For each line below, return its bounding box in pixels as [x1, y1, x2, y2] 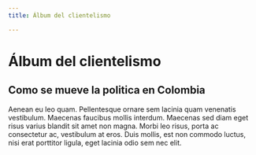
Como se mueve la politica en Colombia [8, 83, 206, 97]
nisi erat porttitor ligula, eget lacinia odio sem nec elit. [8, 138, 183, 147]
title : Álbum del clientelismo [8, 11, 111, 20]
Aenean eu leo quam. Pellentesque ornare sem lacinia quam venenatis [8, 104, 236, 114]
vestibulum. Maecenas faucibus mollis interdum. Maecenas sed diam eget [8, 113, 249, 122]
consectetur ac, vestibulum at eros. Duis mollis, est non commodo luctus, [8, 129, 247, 138]
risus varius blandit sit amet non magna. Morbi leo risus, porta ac [8, 121, 219, 131]
